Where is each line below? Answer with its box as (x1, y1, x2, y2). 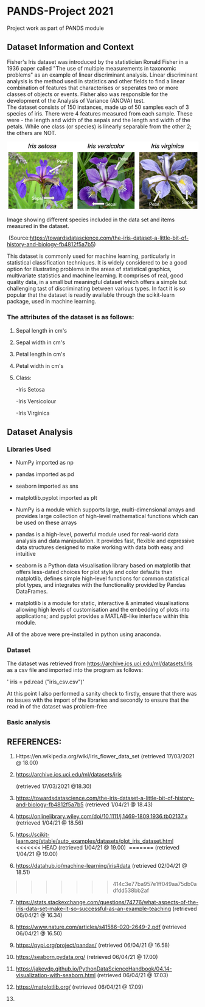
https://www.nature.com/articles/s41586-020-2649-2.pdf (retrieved (15, 923, 187, 931)
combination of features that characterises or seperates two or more (7, 84, 179, 91)
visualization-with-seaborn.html (15, 972, 96, 979)
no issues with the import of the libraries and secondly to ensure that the (7, 696, 189, 704)
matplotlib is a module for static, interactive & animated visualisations (15, 600, 189, 607)
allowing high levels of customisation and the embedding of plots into (15, 606, 190, 614)
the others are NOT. (7, 129, 57, 136)
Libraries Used (7, 445, 51, 454)
